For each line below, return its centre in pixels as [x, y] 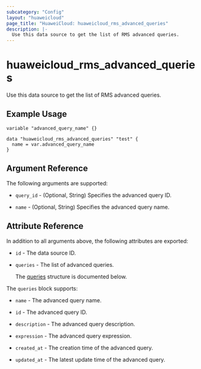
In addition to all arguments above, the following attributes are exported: [97, 241]
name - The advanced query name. [59, 300]
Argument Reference [47, 169]
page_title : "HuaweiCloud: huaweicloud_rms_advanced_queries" [87, 23]
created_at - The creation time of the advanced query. [84, 348]
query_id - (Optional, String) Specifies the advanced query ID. [93, 195]
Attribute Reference [45, 226]
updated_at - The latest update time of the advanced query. [90, 359]
